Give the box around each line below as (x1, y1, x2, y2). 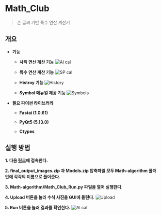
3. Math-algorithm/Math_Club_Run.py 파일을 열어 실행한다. (5, 184, 123, 190)
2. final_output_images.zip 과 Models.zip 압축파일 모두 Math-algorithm (5, 168, 148, 173)
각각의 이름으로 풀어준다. (14, 173, 61, 179)
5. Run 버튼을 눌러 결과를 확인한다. (5, 204, 71, 210)
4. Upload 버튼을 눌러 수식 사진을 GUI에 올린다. (5, 194, 95, 200)
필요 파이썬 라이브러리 (12, 100, 54, 106)
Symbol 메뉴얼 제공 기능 (19, 90, 66, 96)
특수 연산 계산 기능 (19, 69, 54, 75)
